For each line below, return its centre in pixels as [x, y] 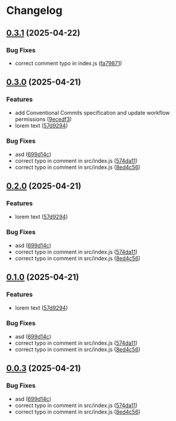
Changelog [34, 11]
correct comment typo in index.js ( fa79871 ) [68, 63]
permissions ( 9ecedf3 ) [43, 119]
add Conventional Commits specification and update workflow [92, 113]
